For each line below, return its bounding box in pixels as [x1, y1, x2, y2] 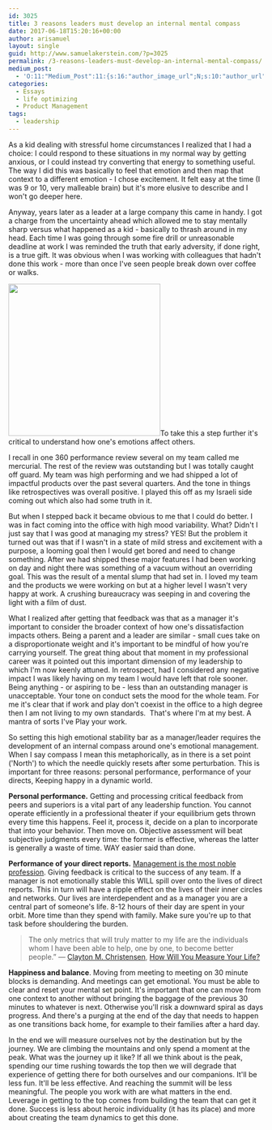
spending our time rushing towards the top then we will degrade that [8, 1060, 237, 1071]
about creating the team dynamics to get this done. [8, 1112, 180, 1122]
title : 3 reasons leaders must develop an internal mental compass [8, 19, 241, 28]
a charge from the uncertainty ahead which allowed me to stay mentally [8, 216, 248, 226]
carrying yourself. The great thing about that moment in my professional [8, 647, 249, 657]
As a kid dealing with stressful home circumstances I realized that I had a [8, 140, 253, 149]
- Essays [15, 87, 45, 96]
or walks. [8, 267, 39, 277]
